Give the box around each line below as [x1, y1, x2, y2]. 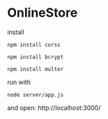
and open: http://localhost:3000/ [7, 103, 101, 112]
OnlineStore [7, 5, 78, 21]
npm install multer [7, 65, 64, 72]
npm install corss [7, 41, 61, 48]
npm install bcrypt [7, 54, 64, 61]
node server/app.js [7, 91, 64, 98]
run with [7, 78, 31, 86]
